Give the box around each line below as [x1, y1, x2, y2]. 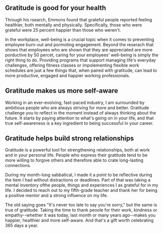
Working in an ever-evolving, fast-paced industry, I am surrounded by [5, 100, 145, 105]
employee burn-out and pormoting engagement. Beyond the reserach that [5, 41, 154, 48]
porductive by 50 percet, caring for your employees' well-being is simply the [5, 52, 159, 58]
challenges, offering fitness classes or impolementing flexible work [5, 62, 140, 68]
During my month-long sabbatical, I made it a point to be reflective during [5, 172, 152, 178]
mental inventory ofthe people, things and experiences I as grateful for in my [5, 182, 159, 188]
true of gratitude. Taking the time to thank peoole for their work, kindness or [5, 207, 157, 213]
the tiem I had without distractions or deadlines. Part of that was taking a [5, 177, 151, 183]
